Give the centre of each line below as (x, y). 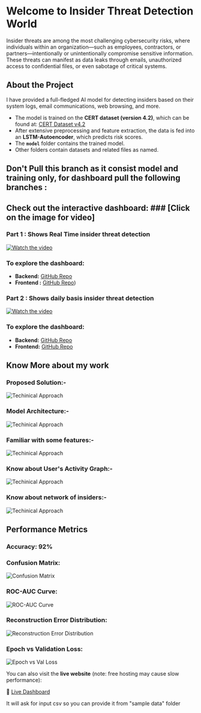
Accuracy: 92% (29, 546)
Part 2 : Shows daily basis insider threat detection (80, 298)
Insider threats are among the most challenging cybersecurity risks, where (98, 40)
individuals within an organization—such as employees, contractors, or (94, 47)
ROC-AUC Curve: (32, 591)
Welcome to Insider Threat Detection (100, 11)
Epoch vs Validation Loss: (44, 649)
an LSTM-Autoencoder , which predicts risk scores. (79, 137)
